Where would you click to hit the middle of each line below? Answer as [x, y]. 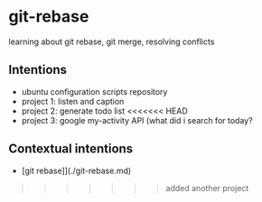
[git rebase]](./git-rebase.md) [76, 170]
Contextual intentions [71, 149]
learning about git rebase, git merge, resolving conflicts [112, 41]
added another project [207, 188]
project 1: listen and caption [73, 101]
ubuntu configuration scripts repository [94, 91]
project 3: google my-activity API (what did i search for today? [137, 120]
